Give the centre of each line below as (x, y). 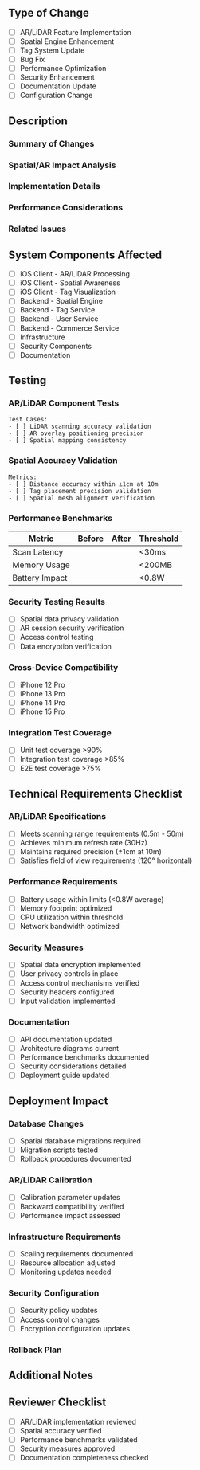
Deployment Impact (58, 1101)
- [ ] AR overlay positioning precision (76, 433)
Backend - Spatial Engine (61, 301)
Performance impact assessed (70, 1215)
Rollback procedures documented (75, 1159)
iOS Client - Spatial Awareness (70, 283)
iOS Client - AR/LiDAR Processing (75, 274)
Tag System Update (52, 50)
